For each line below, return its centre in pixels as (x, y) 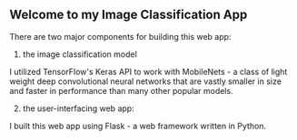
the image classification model (80, 54)
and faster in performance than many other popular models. (121, 90)
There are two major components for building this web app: (120, 36)
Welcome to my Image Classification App (129, 15)
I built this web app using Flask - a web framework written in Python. (138, 126)
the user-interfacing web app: (78, 108)
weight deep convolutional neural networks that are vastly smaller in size (145, 81)
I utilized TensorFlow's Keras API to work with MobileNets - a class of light (148, 71)
